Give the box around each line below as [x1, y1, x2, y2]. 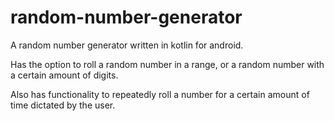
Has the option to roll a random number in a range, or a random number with [10, 58, 325, 70]
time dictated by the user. [10, 99, 116, 111]
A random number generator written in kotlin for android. [10, 39, 244, 51]
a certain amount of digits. [10, 69, 119, 81]
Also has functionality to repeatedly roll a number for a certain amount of [10, 88, 310, 100]
